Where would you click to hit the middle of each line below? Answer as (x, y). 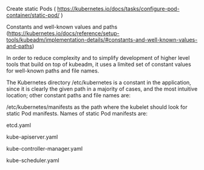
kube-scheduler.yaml (33, 160)
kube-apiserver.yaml (32, 137)
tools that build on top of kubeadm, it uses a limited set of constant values (99, 64)
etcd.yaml (19, 125)
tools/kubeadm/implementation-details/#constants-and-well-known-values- (102, 40)
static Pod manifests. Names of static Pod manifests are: (77, 113)
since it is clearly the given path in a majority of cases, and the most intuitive (102, 89)
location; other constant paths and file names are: (68, 95)
